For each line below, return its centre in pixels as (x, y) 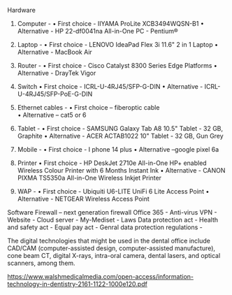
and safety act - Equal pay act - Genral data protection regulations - (105, 227)
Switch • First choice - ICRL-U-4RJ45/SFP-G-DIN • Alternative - (110, 86)
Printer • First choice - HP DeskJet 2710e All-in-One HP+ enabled (112, 163)
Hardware (22, 10)
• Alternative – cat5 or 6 (52, 115)
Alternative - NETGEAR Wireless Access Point (84, 199)
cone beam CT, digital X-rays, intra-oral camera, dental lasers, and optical (114, 256)
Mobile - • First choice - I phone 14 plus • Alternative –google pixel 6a (118, 149)
